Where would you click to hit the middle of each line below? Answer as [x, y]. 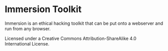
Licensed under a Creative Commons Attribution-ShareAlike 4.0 [71, 38]
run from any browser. [28, 28]
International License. [27, 43]
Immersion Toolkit [43, 9]
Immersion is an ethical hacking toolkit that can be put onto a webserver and [84, 23]
